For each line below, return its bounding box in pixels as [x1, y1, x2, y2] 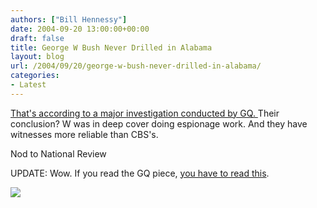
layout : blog [10, 52, 65, 62]
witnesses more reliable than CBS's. [10, 128, 159, 140]
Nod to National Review [10, 147, 107, 160]
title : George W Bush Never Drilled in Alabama [10, 42, 213, 53]
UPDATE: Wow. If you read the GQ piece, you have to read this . [10, 167, 270, 179]
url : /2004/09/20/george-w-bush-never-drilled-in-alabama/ [10, 61, 262, 71]
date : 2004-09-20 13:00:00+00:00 [10, 24, 150, 34]
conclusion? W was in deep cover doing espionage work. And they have [10, 117, 308, 130]
